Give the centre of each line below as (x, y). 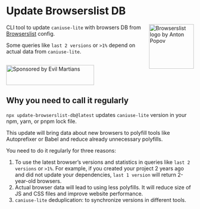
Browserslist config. (31, 33)
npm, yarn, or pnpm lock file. (42, 121)
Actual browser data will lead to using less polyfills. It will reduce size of (103, 187)
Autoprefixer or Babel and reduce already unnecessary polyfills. (85, 139)
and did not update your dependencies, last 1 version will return (96, 175)
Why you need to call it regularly (68, 101)
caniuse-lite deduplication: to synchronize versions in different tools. (100, 199)
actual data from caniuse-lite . (44, 51)
